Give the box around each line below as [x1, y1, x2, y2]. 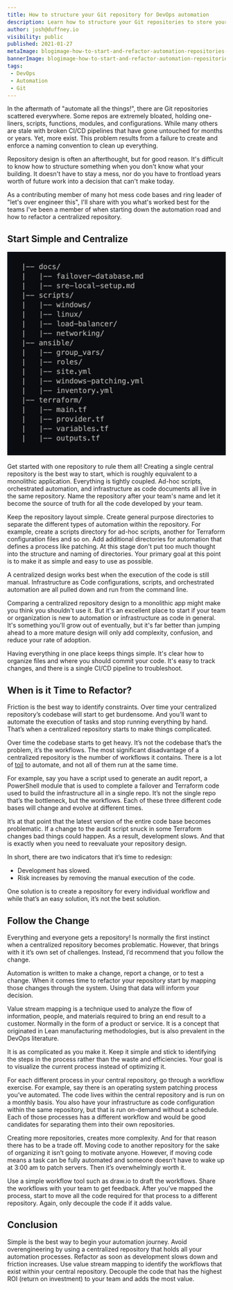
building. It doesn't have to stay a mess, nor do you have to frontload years [7, 170, 221, 178]
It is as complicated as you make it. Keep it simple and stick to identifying [7, 1047, 216, 1056]
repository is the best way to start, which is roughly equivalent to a [7, 470, 198, 478]
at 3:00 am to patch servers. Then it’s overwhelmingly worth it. [7, 1163, 186, 1172]
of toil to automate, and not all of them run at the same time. [7, 761, 178, 769]
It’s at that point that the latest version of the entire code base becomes [7, 818, 212, 826]
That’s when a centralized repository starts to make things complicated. [7, 725, 212, 733]
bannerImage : [7, 56, 45, 63]
